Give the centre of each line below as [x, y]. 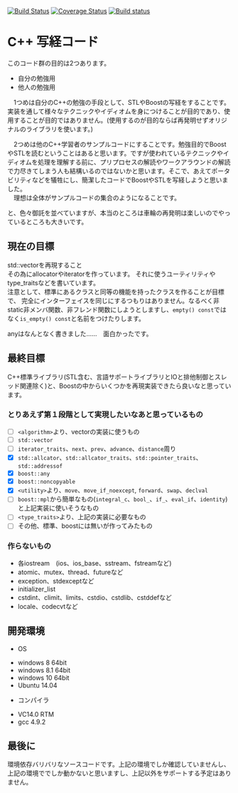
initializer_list [37, 589]
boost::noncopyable [47, 482]
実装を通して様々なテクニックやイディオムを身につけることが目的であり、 [116, 111]
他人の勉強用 [36, 87]
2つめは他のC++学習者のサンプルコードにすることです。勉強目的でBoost [120, 144]
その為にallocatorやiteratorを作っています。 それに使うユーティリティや [112, 274]
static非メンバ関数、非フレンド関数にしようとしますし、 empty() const [111, 309]
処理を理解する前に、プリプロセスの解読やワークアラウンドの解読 [134, 162]
